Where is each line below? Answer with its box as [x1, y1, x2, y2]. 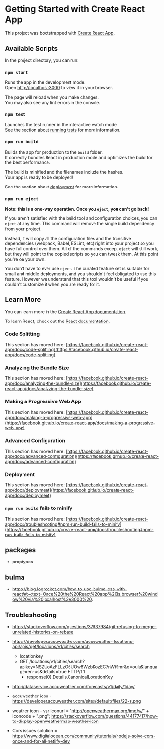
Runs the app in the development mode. [5, 80, 86, 85]
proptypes [12, 559, 33, 565]
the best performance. [5, 160, 50, 165]
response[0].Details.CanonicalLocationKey [26, 674, 113, 680]
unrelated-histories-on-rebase [12, 629, 74, 635]
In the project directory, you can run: [5, 57, 79, 63]
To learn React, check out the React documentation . [5, 318, 110, 324]
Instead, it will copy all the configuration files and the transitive [5, 235, 131, 241]
